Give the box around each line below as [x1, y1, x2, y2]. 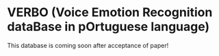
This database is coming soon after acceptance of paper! [7, 41, 169, 49]
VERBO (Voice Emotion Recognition [7, 5, 213, 20]
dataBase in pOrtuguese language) [7, 19, 210, 34]
